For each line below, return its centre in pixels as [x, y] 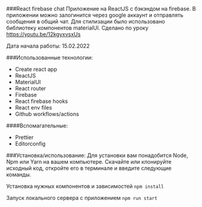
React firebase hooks [41, 101]
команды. [19, 175]
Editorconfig [30, 144]
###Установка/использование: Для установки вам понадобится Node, [97, 155]
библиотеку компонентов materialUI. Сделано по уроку [77, 28]
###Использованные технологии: [50, 57]
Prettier [24, 137]
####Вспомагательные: [37, 125]
